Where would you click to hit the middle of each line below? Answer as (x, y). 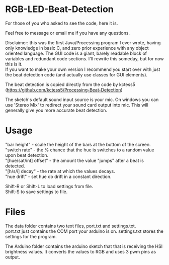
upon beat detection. (27, 155)
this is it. (14, 64)
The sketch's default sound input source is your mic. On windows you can (82, 100)
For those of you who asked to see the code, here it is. (62, 23)
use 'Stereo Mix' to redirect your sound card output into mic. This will (77, 105)
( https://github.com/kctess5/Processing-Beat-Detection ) (64, 90)
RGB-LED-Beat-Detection (60, 9)
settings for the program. (31, 236)
